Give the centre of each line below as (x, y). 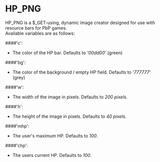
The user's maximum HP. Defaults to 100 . (55, 135)
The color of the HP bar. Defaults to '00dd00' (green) (67, 53)
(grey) (19, 77)
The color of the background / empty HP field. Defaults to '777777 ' (82, 72)
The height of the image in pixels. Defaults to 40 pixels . (69, 116)
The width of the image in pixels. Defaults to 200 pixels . (70, 97)
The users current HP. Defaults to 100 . (52, 155)
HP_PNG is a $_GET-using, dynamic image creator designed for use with (80, 23)
